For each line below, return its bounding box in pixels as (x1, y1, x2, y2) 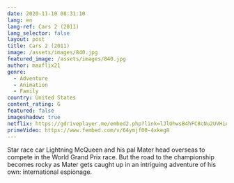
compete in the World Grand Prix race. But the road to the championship (7, 153, 214, 161)
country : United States (7, 95, 77, 102)
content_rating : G (7, 101, 61, 108)
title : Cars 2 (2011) (7, 42, 70, 49)
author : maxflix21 (7, 62, 61, 69)
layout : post (7, 36, 45, 43)
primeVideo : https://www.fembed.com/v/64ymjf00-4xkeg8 (7, 127, 170, 134)
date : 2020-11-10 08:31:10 (7, 10, 86, 17)
